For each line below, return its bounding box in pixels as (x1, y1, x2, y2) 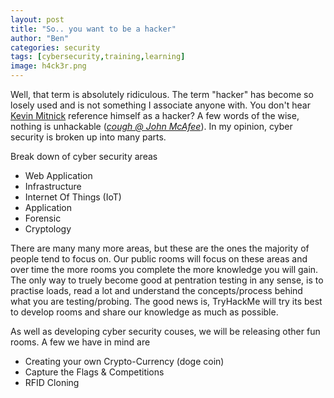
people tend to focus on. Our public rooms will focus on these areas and (10, 253, 308, 265)
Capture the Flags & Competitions (24, 366, 165, 378)
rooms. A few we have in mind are (10, 336, 151, 348)
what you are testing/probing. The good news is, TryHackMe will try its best (10, 296, 323, 307)
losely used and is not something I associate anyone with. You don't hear (10, 99, 311, 111)
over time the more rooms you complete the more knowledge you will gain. (10, 264, 319, 275)
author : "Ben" (10, 33, 70, 43)
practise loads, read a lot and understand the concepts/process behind (10, 285, 303, 296)
